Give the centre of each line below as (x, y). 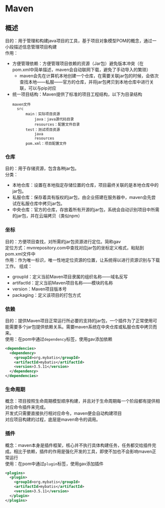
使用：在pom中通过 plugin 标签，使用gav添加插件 (55, 464)
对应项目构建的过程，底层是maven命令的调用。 (53, 419)
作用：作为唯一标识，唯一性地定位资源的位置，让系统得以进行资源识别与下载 (82, 260)
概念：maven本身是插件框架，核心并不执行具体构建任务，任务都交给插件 (79, 445)
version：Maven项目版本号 (40, 289)
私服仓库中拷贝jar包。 (43, 204)
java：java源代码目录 (54, 119)
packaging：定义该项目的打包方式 (46, 295)
